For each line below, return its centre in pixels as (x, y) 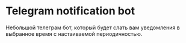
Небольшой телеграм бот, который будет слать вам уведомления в (93, 27)
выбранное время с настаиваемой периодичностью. (74, 33)
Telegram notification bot (70, 11)
